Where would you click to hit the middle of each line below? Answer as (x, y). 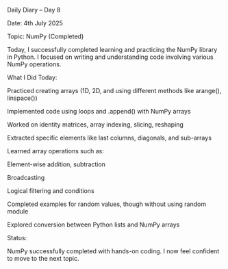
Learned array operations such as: (55, 151)
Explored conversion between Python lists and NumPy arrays (93, 225)
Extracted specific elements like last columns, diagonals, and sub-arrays (110, 138)
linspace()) (22, 98)
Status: (17, 238)
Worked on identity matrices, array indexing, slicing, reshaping (95, 125)
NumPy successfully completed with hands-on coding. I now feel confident (113, 251)
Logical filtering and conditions (51, 191)
